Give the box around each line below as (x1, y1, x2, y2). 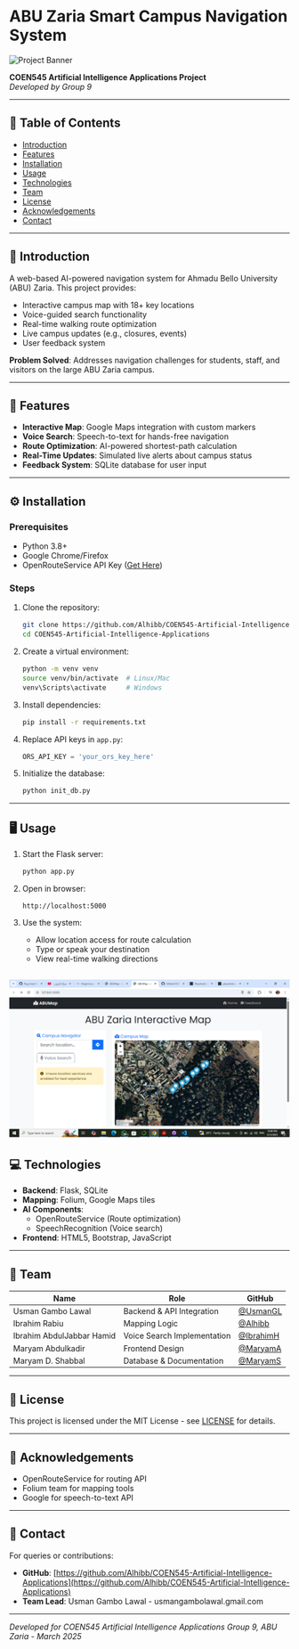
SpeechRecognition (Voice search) (35, 1223, 163, 1234)
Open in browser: (21, 884, 86, 894)
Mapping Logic (123, 1318, 179, 1329)
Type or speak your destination (35, 944, 149, 955)
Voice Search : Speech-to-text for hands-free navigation (21, 431, 230, 442)
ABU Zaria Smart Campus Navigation (9, 6, 288, 27)
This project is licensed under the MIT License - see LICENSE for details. (9, 1416, 276, 1426)
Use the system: (21, 918, 83, 928)
